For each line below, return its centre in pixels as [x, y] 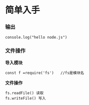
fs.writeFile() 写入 [25, 98]
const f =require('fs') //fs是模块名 [45, 73]
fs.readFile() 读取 [24, 93]
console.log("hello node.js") [36, 38]
